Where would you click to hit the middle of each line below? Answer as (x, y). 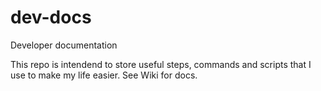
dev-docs (51, 17)
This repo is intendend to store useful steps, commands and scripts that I (161, 64)
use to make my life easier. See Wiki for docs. (104, 75)
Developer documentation (64, 45)
